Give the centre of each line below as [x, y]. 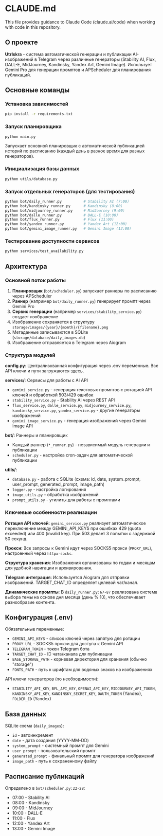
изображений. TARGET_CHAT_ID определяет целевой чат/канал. [72, 582]
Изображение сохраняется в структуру [53, 322]
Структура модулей [30, 355]
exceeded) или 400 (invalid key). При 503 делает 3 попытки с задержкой [80, 533]
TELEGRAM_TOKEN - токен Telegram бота [51, 649]
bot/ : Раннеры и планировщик [36, 436]
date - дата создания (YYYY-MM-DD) [50, 741]
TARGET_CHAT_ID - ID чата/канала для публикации [62, 654]
